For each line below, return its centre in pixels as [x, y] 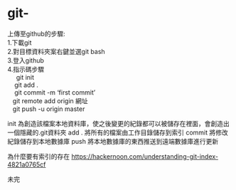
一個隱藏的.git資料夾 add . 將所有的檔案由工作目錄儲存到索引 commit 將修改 [118, 132]
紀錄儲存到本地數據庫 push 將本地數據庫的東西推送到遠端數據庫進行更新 [113, 141]
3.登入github [26, 60]
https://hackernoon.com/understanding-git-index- [145, 156]
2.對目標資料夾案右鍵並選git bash [56, 51]
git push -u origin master [49, 109]
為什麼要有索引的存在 [38, 156]
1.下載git [20, 42]
